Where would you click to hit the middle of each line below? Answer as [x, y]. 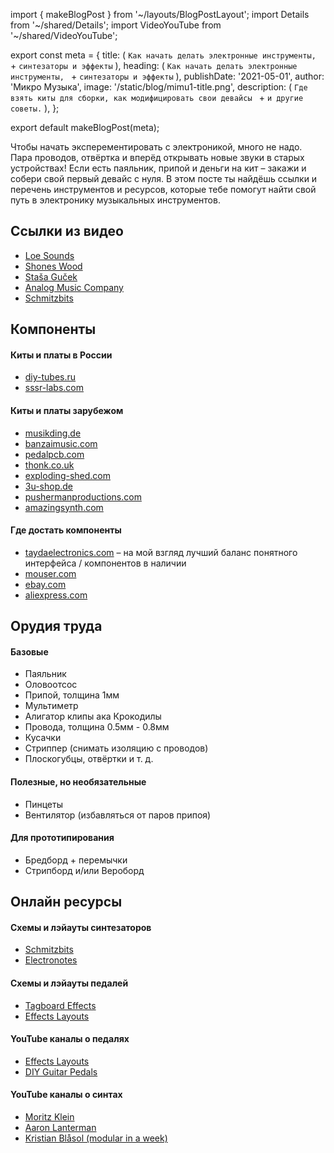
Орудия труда [56, 626]
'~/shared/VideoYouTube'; [64, 35]
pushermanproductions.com [83, 496]
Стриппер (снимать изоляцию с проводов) [116, 748]
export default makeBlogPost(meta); [85, 127]
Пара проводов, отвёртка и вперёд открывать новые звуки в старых [157, 157]
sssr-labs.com [54, 388]
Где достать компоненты [66, 530]
